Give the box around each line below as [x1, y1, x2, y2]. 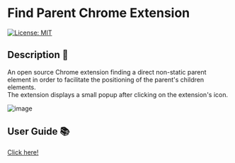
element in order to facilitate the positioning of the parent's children [7, 75, 204, 84]
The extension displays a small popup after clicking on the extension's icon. [7, 90, 229, 99]
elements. [7, 83, 37, 91]
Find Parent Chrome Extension [7, 5, 190, 21]
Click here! [7, 147, 39, 157]
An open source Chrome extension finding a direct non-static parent [7, 67, 207, 76]
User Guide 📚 [7, 125, 70, 137]
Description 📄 [7, 49, 69, 61]
